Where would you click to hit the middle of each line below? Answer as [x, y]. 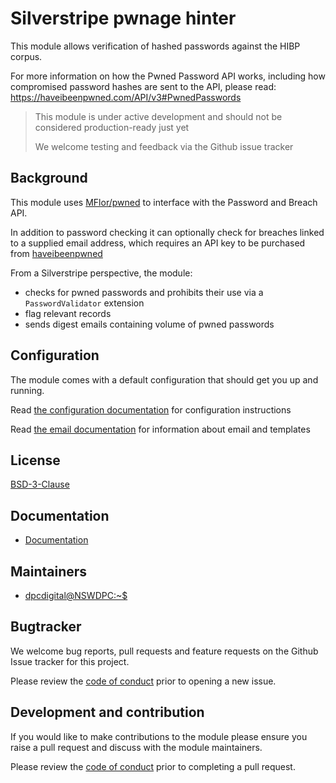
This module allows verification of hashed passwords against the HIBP [155, 46]
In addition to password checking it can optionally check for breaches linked [167, 232]
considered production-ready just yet [112, 127]
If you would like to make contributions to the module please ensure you [159, 736]
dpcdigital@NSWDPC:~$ [76, 595]
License [35, 460]
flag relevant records [68, 313]
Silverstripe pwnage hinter [123, 18]
